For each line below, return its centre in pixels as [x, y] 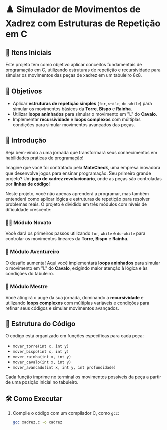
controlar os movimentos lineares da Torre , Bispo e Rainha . [67, 238]
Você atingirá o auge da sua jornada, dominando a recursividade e [74, 297]
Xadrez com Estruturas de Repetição [83, 23]
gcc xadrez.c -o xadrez [37, 422]
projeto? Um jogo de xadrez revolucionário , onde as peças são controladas [83, 178]
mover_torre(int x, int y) [41, 346]
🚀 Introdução [26, 141]
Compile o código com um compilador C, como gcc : [66, 413]
